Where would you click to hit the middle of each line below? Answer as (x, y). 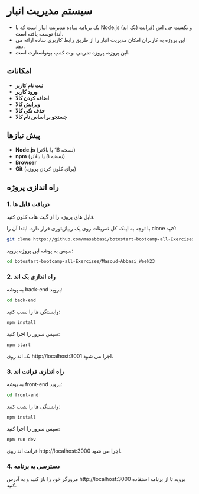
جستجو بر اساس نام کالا (41, 117)
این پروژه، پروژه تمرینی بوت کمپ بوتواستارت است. (72, 52)
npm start (19, 345)
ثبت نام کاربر (29, 85)
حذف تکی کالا (30, 110)
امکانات (19, 71)
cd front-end (23, 395)
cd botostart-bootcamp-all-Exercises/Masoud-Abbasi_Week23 (81, 262)
